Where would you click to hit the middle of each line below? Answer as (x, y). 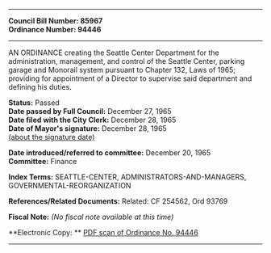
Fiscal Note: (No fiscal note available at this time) (91, 217)
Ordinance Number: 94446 (55, 30)
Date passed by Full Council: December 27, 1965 (90, 111)
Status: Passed (34, 103)
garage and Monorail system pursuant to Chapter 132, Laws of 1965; (122, 70)
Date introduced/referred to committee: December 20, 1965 (110, 153)
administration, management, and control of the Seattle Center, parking (127, 61)
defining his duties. (40, 87)
